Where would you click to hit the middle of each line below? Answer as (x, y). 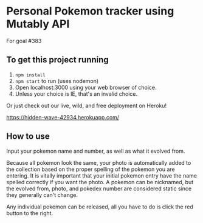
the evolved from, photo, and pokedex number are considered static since (99, 188)
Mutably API (38, 24)
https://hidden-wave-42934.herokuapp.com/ (63, 117)
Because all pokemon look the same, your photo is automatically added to (99, 162)
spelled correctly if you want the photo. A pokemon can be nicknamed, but (100, 182)
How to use (28, 137)
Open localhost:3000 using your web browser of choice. (86, 87)
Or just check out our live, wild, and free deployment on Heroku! (87, 105)
